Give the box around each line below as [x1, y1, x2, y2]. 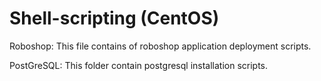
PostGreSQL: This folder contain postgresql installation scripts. [9, 59, 269, 71]
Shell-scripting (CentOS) [9, 7, 220, 30]
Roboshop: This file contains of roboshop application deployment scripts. [9, 40, 312, 52]
